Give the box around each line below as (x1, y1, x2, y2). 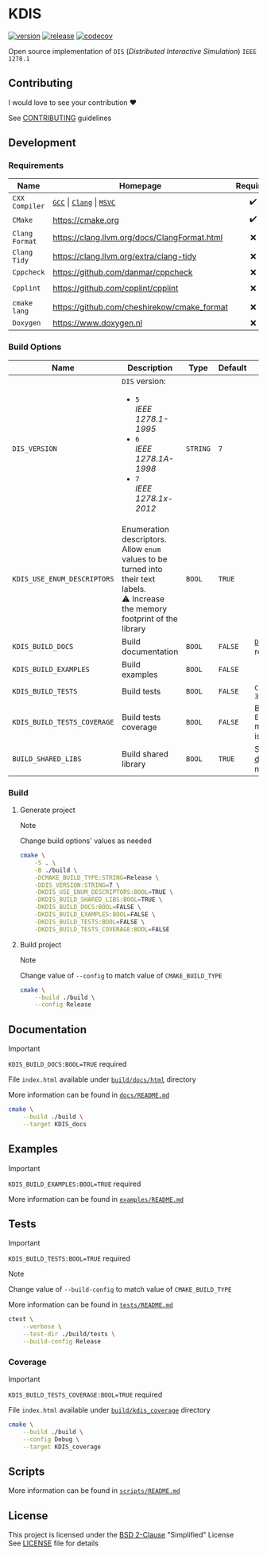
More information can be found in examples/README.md (8, 1194, 184, 1203)
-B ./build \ (34, 866, 78, 874)
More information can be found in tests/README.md (8, 1300, 173, 1309)
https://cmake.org (52, 214, 119, 225)
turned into (122, 563, 163, 574)
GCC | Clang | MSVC (52, 196, 116, 208)
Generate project (19, 805, 75, 815)
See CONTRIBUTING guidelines (8, 113, 112, 122)
